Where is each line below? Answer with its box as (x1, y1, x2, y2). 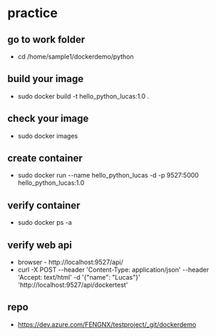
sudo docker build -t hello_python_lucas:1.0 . (17, 91, 150, 101)
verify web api (7, 239, 73, 251)
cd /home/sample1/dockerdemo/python (17, 52, 134, 61)
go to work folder (7, 34, 86, 46)
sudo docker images (17, 131, 78, 140)
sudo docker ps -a (17, 218, 73, 227)
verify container (7, 199, 81, 211)
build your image (7, 73, 84, 85)
